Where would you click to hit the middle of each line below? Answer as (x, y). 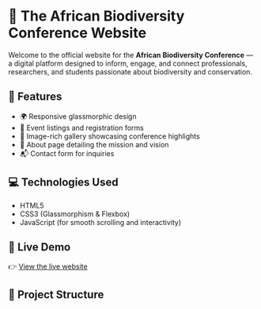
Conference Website (78, 33)
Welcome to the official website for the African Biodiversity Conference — (131, 55)
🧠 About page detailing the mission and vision (94, 144)
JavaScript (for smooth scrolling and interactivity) (100, 222)
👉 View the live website (48, 267)
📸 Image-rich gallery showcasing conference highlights (110, 136)
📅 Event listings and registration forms (82, 128)
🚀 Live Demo (40, 247)
